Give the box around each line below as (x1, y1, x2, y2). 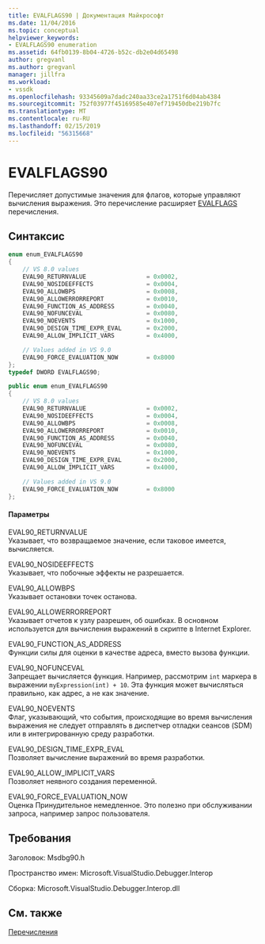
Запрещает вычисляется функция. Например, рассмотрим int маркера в (8, 671, 257, 681)
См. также (8, 906, 63, 919)
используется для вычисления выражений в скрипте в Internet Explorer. (8, 624, 252, 633)
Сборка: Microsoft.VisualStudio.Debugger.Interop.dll (8, 883, 180, 892)
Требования (8, 831, 71, 845)
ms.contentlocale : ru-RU (8, 115, 90, 123)
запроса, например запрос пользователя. (8, 808, 150, 818)
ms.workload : (8, 78, 51, 86)
